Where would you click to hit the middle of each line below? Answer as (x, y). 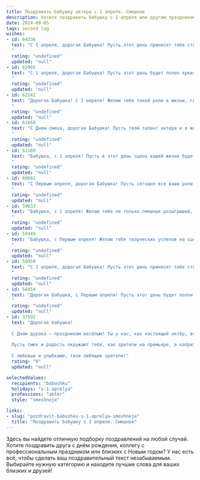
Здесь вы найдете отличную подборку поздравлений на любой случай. (97, 439)
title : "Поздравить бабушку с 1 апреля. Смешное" (74, 421)
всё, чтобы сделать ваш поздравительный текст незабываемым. (89, 458)
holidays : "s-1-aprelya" (42, 389)
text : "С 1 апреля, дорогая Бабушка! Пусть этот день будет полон (96, 73)
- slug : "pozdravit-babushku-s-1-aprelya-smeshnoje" (73, 416)
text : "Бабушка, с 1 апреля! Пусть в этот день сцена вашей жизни (96, 156)
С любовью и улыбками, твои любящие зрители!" (70, 356)
